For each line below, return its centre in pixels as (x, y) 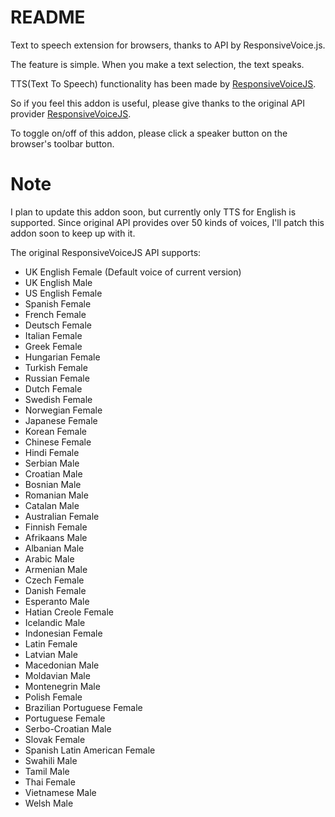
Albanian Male (54, 548)
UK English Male (58, 282)
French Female (55, 314)
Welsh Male (49, 803)
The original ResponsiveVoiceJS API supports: (106, 252)
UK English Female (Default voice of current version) (133, 272)
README (48, 17)
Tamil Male (47, 771)
